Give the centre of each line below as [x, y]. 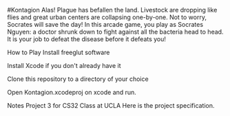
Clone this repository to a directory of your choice [78, 79]
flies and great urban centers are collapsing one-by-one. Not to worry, [107, 17]
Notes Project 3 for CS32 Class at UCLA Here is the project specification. [111, 105]
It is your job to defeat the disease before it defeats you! [87, 39]
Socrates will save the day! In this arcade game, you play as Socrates [105, 24]
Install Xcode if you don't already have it [64, 66]
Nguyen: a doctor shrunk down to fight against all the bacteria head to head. [115, 32]
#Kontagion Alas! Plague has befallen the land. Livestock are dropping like [112, 10]
